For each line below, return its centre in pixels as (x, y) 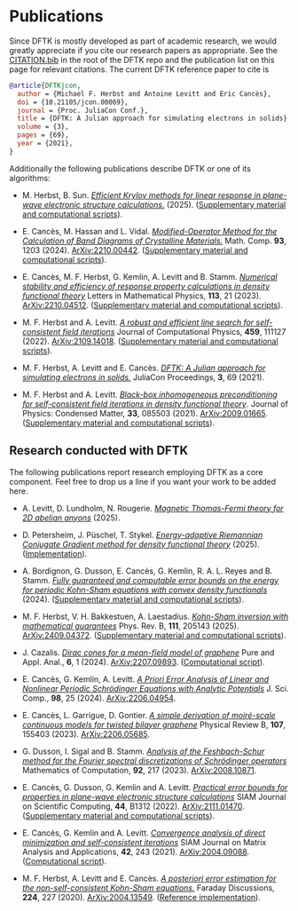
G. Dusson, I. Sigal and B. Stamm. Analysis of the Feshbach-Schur (143, 751)
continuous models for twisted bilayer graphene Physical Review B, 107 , (154, 725)
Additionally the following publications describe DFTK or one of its (130, 168)
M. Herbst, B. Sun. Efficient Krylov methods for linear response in (141, 195)
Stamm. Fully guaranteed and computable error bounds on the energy (150, 580)
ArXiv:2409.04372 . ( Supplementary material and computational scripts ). (154, 635)
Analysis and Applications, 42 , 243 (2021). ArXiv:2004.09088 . (136, 852)
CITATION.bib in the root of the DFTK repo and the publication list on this (142, 59)
